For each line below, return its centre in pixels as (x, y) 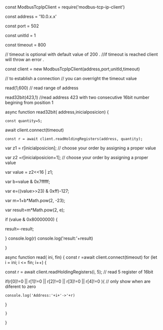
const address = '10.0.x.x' (31, 16)
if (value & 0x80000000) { (31, 219)
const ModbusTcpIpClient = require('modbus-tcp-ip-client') (65, 7)
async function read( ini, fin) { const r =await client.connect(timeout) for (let (81, 257)
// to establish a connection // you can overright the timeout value (71, 78)
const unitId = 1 (20, 35)
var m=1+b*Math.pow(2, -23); (35, 200)
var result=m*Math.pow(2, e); (35, 210)
